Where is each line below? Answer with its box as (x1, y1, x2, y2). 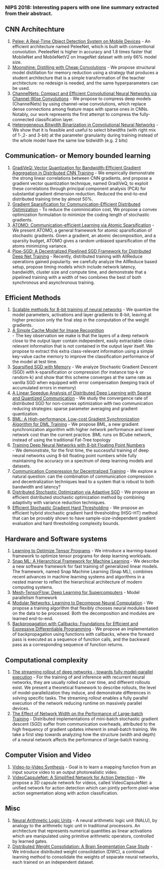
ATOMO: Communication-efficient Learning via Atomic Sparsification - (12, 222, 154, 228)
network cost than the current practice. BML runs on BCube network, (12, 432, 152, 438)
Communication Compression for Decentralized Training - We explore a (12, 468, 157, 474)
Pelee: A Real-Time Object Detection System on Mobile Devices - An (12, 38, 151, 44)
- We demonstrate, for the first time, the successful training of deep (12, 447, 149, 453)
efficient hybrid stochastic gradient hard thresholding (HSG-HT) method (12, 510, 158, 516)
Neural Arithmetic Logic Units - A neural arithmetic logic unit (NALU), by (12, 817, 158, 823)
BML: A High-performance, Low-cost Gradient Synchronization (12, 416, 140, 422)
